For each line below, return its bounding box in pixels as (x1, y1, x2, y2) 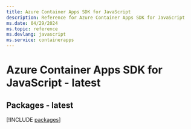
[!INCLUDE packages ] (6, 116, 61, 123)
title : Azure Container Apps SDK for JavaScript (6, 8, 131, 15)
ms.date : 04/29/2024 (6, 20, 59, 26)
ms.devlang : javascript (6, 31, 66, 38)
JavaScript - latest (6, 76, 101, 90)
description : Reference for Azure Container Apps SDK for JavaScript (6, 15, 186, 21)
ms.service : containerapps (6, 37, 74, 43)
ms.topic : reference (6, 25, 59, 32)
